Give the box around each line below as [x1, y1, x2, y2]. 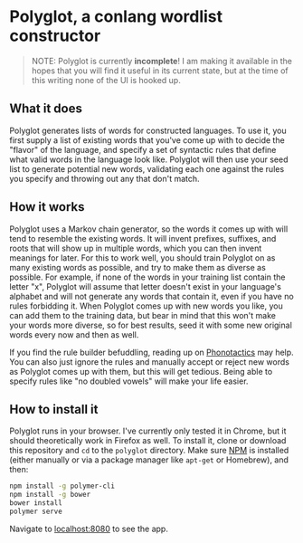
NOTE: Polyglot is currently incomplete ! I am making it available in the [31, 55, 292, 66]
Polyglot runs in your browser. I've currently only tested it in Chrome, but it [9, 425, 287, 436]
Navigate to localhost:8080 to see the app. [9, 523, 169, 534]
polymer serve [9, 507, 63, 516]
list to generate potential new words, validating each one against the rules [9, 163, 285, 174]
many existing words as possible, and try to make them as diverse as [9, 262, 267, 272]
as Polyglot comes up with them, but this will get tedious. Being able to [9, 366, 273, 376]
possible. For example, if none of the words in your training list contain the [9, 271, 286, 282]
